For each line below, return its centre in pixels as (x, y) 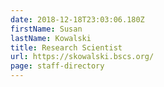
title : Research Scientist (66, 47)
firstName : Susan (46, 29)
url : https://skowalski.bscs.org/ (82, 57)
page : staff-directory (57, 66)
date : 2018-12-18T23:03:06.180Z (77, 19)
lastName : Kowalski (51, 38)
